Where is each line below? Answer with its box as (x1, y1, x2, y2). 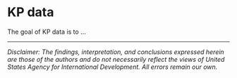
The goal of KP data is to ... (7, 27, 86, 36)
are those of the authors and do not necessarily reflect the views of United (7, 55, 225, 63)
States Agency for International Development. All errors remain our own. (7, 63, 218, 71)
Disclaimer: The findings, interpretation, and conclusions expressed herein (7, 47, 224, 56)
